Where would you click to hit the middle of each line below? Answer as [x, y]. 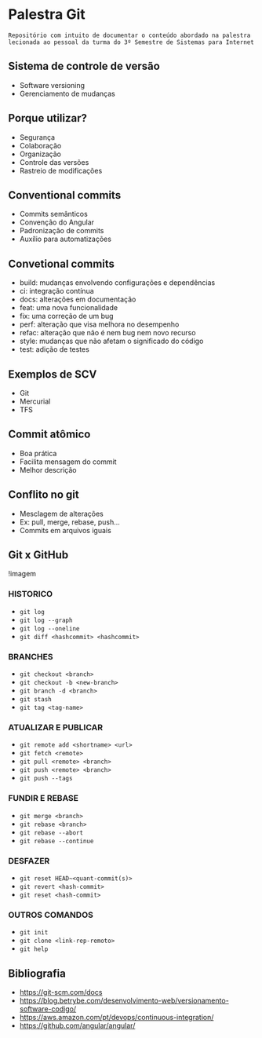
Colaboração [40, 145]
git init [34, 933]
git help [34, 949]
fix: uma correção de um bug [66, 316]
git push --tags [46, 779]
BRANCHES [31, 656]
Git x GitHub [38, 555]
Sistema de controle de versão [84, 66]
